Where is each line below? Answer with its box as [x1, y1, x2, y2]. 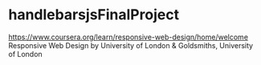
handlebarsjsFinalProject [8, 6, 179, 24]
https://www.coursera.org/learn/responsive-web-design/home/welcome [8, 32, 249, 42]
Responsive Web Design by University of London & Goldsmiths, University [8, 40, 254, 50]
